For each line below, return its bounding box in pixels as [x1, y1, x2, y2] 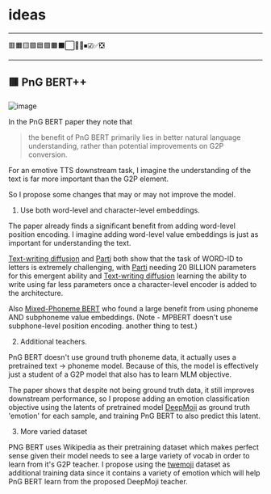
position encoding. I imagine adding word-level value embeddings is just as [8, 229, 259, 239]
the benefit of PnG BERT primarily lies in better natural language [27, 132, 241, 142]
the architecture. [8, 288, 64, 298]
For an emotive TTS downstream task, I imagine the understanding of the [8, 165, 252, 175]
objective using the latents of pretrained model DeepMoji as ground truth [8, 402, 250, 412]
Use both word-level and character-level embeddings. [19, 205, 200, 215]
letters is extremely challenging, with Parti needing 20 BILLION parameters [8, 262, 256, 272]
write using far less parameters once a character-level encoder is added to [8, 279, 257, 289]
